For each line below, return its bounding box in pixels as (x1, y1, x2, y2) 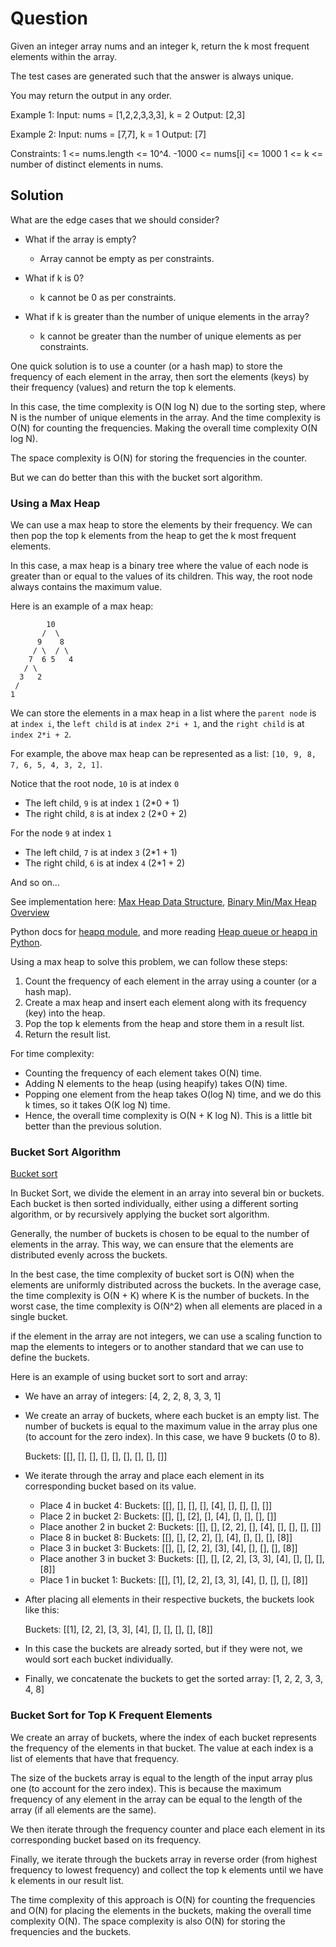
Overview (10, 907, 50, 919)
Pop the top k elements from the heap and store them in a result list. (24, 1018, 305, 1030)
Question (10, 7, 88, 30)
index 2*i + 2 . (10, 728, 72, 741)
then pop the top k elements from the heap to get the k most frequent (10, 530, 297, 542)
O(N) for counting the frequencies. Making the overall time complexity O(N (10, 422, 318, 434)
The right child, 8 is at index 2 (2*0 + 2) (24, 808, 188, 820)
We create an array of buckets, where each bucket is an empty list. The (24, 1410, 320, 1422)
